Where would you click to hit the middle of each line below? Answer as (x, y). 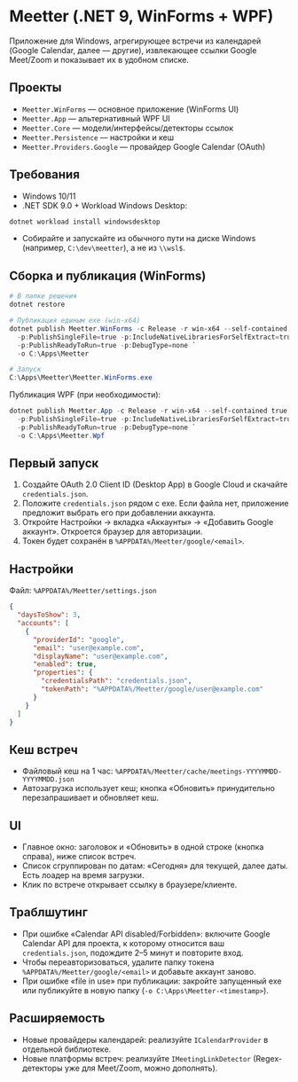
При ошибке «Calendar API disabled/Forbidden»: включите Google (146, 934)
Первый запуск (54, 463)
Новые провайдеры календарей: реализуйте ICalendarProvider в (145, 1039)
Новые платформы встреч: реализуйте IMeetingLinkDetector (136, 1058)
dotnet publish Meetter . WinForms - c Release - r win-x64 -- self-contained (149, 329)
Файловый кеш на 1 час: (67, 771)
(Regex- (267, 1058)
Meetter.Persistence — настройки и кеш (98, 137)
